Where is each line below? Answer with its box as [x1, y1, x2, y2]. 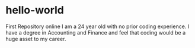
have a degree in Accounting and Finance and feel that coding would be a [5, 29, 186, 36]
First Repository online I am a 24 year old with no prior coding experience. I [5, 23, 190, 30]
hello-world [5, 4, 65, 17]
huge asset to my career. [5, 35, 66, 42]
